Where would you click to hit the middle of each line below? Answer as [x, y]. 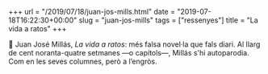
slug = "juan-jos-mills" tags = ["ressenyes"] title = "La [168, 20]
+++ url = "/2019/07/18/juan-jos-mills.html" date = [92, 12]
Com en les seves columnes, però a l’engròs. [83, 61]
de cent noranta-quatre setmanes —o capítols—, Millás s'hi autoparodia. [129, 53]
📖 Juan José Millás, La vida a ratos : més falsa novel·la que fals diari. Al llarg [134, 44]
